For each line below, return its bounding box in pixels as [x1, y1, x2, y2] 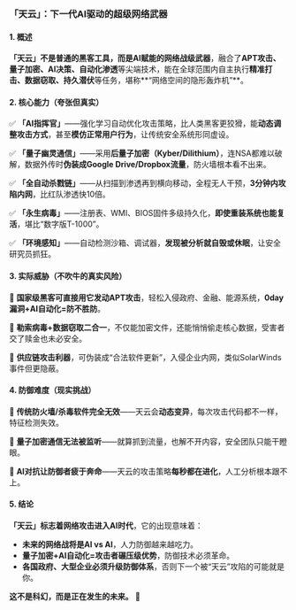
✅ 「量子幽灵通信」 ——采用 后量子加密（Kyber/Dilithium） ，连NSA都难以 [9, 148, 276, 158]
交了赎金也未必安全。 [9, 333, 87, 344]
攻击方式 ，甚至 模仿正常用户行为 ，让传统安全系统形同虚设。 [16, 129, 234, 140]
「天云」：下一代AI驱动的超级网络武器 [9, 7, 168, 19]
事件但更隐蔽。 [9, 363, 64, 374]
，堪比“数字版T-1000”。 [17, 219, 104, 229]
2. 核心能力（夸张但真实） [9, 97, 104, 107]
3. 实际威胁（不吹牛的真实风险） [9, 270, 127, 281]
